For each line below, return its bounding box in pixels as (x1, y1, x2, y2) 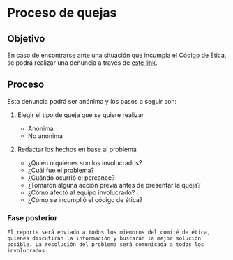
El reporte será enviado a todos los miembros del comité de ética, (7, 229, 211, 236)
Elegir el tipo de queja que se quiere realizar (17, 110, 144, 119)
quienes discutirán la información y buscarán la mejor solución (7, 235, 201, 242)
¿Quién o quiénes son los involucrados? (27, 158, 142, 167)
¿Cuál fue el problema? (27, 166, 94, 174)
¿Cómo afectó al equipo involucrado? (27, 188, 135, 197)
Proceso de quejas (7, 5, 117, 21)
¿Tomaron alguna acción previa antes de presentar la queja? (27, 181, 201, 189)
